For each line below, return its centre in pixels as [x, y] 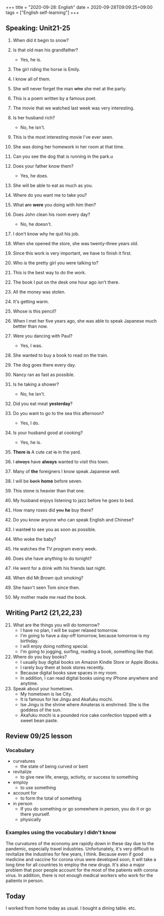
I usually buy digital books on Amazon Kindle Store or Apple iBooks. [90, 662]
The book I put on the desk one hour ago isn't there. [66, 282]
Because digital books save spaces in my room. [69, 673]
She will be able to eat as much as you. [53, 185]
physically [31, 820]
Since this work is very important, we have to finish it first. [72, 253]
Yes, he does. [34, 176]
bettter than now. [30, 326]
